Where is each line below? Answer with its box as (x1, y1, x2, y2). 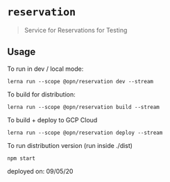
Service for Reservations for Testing (24, 26, 128, 34)
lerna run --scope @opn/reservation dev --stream (7, 78, 154, 85)
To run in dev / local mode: (7, 65, 84, 73)
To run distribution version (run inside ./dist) (7, 141, 133, 149)
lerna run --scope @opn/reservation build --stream (7, 104, 160, 110)
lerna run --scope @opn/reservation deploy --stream (7, 129, 163, 136)
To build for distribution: (7, 90, 76, 99)
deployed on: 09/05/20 (7, 167, 74, 175)
